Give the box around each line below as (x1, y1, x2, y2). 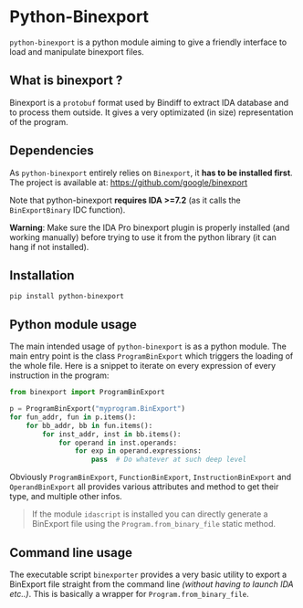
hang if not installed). (9, 241, 89, 252)
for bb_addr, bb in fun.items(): (26, 421, 153, 430)
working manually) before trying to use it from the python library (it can (9, 231, 277, 243)
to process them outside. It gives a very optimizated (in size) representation (9, 107, 294, 118)
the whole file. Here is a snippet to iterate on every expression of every (9, 361, 277, 372)
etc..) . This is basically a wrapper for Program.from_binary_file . (9, 589, 249, 599)
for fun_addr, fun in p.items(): (9, 413, 137, 422)
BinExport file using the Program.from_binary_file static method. (31, 519, 277, 529)
